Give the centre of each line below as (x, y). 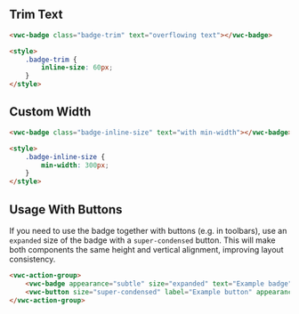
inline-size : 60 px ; (77, 68)
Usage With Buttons (66, 209)
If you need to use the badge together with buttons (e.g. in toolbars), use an (148, 230)
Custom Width (50, 112)
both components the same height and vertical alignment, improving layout (146, 249)
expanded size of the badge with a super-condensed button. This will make (142, 240)
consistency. (32, 259)
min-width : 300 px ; (75, 165)
